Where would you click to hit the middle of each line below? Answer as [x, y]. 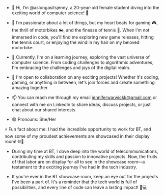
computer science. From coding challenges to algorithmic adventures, [82, 62]
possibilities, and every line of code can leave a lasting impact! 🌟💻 [79, 187]
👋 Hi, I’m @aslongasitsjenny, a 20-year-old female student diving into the [85, 8]
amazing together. [30, 88]
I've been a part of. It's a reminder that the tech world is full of [74, 182]
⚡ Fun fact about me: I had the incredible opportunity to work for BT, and [78, 129]
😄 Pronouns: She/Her [34, 119]
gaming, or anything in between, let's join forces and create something [83, 82]
